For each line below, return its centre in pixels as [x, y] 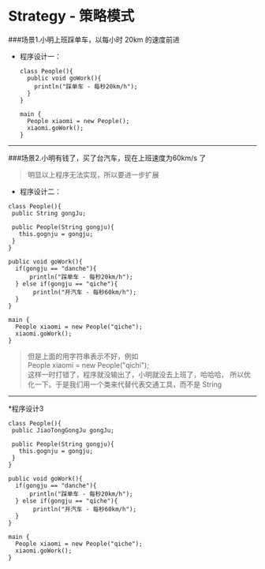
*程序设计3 [26, 408]
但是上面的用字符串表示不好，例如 [83, 356]
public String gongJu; [49, 213]
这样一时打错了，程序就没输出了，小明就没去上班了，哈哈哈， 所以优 [139, 374]
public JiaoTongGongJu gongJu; [63, 430]
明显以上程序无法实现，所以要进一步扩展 [93, 174]
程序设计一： [40, 56]
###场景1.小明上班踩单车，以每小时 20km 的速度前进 [94, 39]
